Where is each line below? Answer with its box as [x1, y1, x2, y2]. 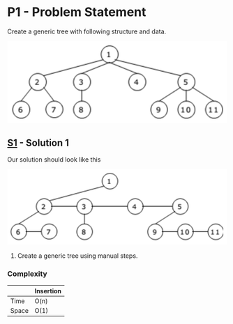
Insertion [34, 286, 61, 295]
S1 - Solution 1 [7, 137, 70, 148]
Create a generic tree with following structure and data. [7, 27, 167, 36]
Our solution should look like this [7, 155, 101, 164]
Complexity [7, 269, 47, 279]
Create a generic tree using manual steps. [17, 252, 138, 260]
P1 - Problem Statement [7, 4, 146, 20]
